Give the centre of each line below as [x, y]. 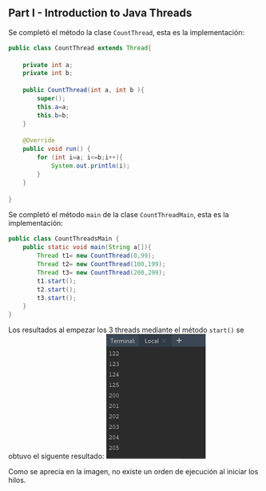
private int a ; [48, 65]
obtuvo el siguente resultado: [56, 456]
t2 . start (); [57, 289]
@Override [39, 141]
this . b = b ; [53, 115]
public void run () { [57, 149]
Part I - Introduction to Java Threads [100, 13]
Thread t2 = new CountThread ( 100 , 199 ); [101, 264]
